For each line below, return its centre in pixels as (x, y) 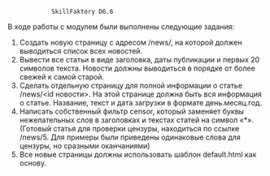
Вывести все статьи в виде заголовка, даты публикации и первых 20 (139, 60)
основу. (33, 163)
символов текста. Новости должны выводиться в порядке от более (137, 68)
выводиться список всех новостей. (81, 51)
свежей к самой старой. (62, 77)
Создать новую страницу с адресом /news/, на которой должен (131, 42)
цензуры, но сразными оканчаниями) (85, 146)
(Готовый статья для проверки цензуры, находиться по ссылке (129, 129)
